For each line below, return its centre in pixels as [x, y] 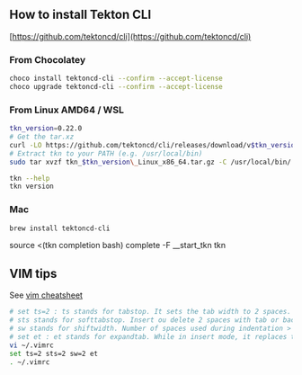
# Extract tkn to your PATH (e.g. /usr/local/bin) [106, 153]
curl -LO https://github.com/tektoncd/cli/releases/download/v [130, 145]
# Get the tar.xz [42, 137]
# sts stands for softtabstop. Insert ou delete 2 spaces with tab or [144, 320]
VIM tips [33, 273]
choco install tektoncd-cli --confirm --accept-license [116, 79]
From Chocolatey [48, 59]
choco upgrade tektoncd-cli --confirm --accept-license [116, 86]
